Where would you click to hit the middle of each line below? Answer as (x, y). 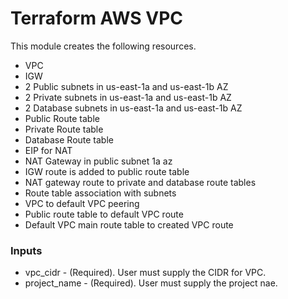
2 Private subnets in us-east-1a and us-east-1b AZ (128, 97)
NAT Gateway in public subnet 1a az (98, 161)
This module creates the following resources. (103, 46)
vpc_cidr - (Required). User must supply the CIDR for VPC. (145, 273)
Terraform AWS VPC (97, 18)
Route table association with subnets (100, 193)
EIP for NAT (48, 150)
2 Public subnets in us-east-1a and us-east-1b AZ (126, 86)
